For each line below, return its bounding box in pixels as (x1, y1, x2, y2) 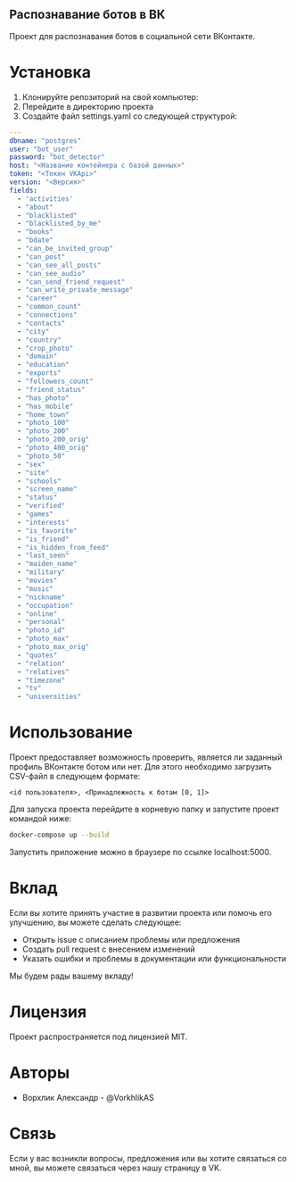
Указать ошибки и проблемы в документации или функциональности (21, 953, 287, 963)
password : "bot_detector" (9, 153, 105, 162)
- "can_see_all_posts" (17, 261, 102, 270)
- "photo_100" (17, 419, 70, 428)
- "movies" (17, 576, 58, 585)
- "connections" (17, 311, 78, 320)
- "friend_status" (17, 385, 86, 394)
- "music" (17, 584, 53, 593)
